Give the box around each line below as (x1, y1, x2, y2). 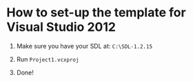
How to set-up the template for (6, 5, 187, 20)
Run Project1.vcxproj (16, 55, 79, 63)
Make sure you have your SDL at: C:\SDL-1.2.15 (16, 42, 153, 50)
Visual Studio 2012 (6, 19, 116, 35)
